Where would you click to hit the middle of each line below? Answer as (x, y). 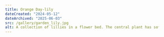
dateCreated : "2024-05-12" (32, 14)
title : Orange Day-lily (29, 9)
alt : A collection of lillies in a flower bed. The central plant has (78, 27)
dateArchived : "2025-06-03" (34, 18)
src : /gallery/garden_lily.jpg (37, 23)
